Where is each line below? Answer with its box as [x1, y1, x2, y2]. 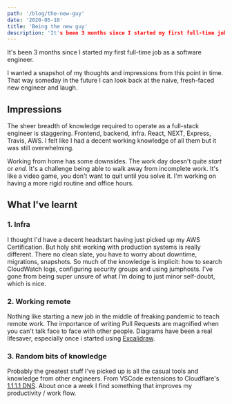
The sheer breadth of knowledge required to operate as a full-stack [7, 122, 199, 130]
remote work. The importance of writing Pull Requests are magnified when [7, 320, 219, 328]
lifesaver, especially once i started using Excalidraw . [7, 334, 155, 343]
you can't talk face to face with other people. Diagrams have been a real [7, 327, 213, 335]
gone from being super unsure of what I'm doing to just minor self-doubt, [7, 272, 215, 280]
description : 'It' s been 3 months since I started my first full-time [7, 29, 215, 37]
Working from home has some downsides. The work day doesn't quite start [7, 157, 222, 165]
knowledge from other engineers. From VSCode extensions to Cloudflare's [7, 374, 220, 383]
